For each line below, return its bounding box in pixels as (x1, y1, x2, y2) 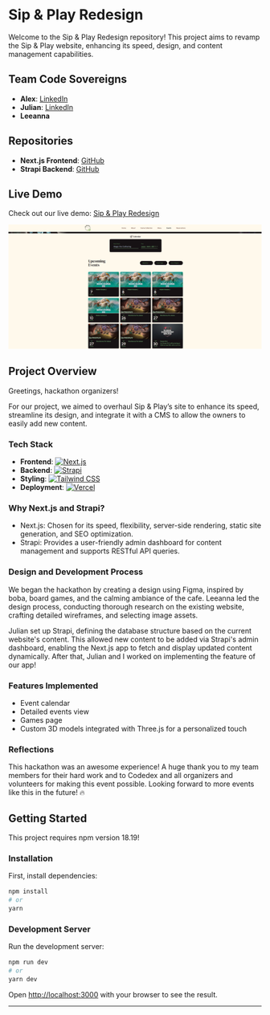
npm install (8, 887, 48, 896)
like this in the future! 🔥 (8, 788, 86, 797)
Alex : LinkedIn (19, 94, 68, 104)
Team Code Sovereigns (8, 72, 127, 86)
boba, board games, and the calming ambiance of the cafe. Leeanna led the (8, 593, 260, 603)
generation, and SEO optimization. (19, 529, 134, 539)
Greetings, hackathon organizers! (8, 385, 119, 395)
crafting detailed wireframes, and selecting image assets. (8, 610, 198, 620)
